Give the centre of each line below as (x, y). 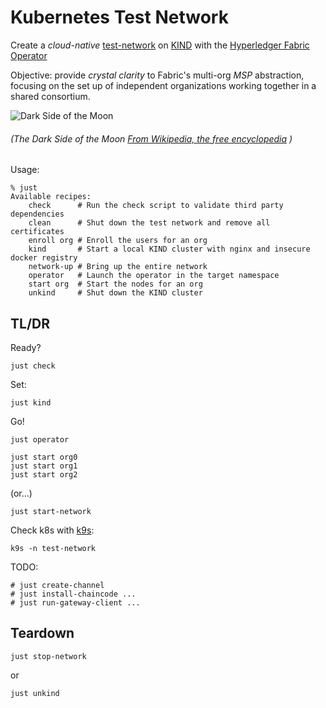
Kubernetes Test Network (119, 17)
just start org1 (44, 466)
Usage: (25, 170)
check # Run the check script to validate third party (156, 206)
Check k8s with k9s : (52, 530)
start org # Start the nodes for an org (115, 284)
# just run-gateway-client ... (75, 602)
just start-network (51, 511)
